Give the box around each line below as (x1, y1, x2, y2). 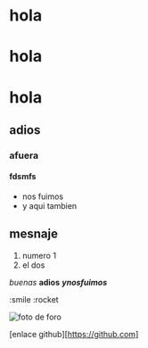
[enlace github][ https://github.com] (9, 328, 139, 339)
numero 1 (21, 250, 56, 261)
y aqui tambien (21, 201, 78, 211)
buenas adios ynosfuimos (9, 277, 108, 287)
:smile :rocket (9, 294, 60, 304)
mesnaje (9, 227, 58, 242)
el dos (21, 260, 45, 270)
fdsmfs (9, 171, 37, 182)
